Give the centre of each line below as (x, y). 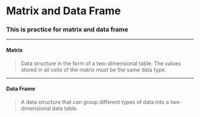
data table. (65, 108)
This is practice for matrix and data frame (67, 30)
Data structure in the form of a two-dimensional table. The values (101, 63)
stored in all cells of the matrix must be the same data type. (93, 69)
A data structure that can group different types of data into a (95, 102)
